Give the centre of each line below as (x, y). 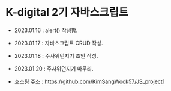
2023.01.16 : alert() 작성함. (46, 30)
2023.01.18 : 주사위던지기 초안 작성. (56, 55)
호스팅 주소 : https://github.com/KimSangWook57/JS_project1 (89, 81)
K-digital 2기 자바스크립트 (67, 12)
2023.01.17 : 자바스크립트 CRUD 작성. (58, 43)
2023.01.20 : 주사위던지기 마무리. (54, 68)
